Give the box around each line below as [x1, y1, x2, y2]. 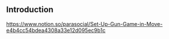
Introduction [6, 5, 54, 15]
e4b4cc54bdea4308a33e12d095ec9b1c [6, 27, 106, 34]
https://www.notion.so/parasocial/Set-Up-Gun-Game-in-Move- [6, 20, 163, 27]
